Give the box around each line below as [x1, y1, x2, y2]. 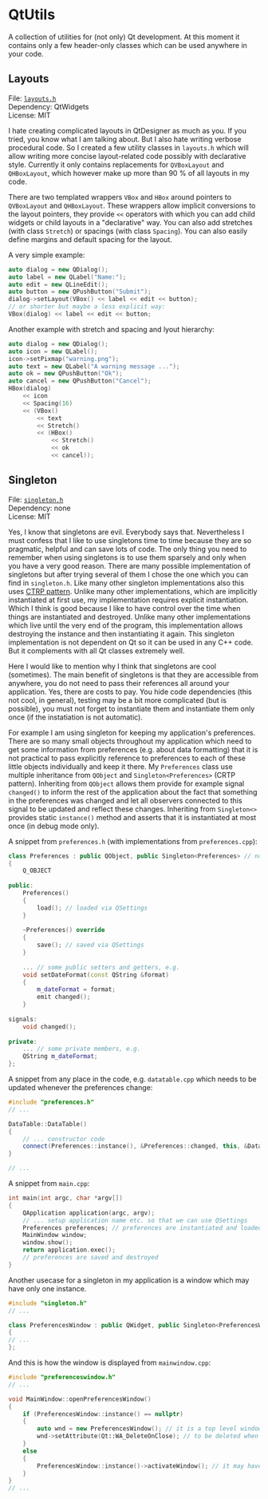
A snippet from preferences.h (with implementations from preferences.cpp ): [8, 836, 258, 846]
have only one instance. [8, 1283, 87, 1293]
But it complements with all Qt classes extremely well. [8, 645, 185, 656]
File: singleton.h [8, 494, 64, 504]
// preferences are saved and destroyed [22, 1254, 159, 1262]
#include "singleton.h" [8, 1299, 88, 1307]
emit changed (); [37, 993, 91, 1001]
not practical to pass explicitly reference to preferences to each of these [8, 753, 246, 763]
